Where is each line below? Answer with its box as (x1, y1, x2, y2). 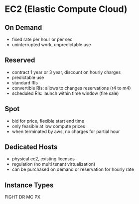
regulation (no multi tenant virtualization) (11, 161, 96, 167)
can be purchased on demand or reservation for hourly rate (11, 166, 134, 172)
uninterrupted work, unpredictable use (11, 42, 91, 48)
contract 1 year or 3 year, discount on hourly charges (11, 69, 121, 75)
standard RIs (11, 79, 38, 85)
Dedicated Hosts (4, 143, 58, 151)
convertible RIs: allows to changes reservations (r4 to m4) (11, 85, 131, 91)
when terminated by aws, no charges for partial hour (11, 128, 120, 135)
